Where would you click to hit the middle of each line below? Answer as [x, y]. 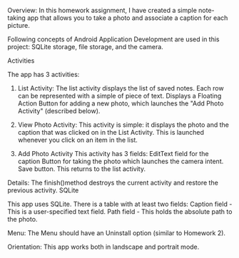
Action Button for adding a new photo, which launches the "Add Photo [121, 103]
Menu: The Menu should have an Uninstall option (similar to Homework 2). [117, 233]
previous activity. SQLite [43, 190]
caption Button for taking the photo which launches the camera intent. [121, 161]
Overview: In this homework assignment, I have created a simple [102, 10]
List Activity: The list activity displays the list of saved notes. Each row [121, 88]
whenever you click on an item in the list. [77, 140]
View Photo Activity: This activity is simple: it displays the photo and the [123, 125]
